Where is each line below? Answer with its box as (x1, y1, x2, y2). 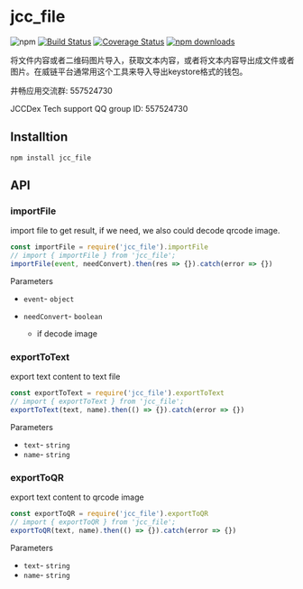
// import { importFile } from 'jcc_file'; (10, 251, 177, 261)
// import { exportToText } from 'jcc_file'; (10, 397, 184, 407)
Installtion (10, 129, 69, 145)
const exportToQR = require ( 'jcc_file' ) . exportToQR (10, 510, 208, 519)
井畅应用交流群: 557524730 (10, 85, 114, 96)
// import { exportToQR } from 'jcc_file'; (10, 518, 177, 527)
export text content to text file (10, 372, 121, 382)
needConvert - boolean (23, 311, 103, 322)
